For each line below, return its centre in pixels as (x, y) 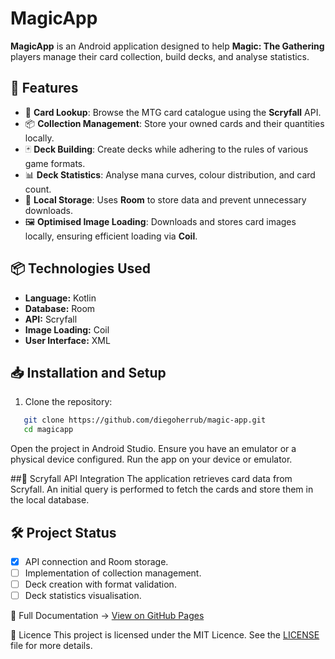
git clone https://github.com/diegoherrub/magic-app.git (145, 420)
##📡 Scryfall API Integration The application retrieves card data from (151, 479)
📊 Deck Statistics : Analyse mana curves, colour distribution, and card (170, 174)
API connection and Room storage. (96, 561)
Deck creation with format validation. (100, 584)
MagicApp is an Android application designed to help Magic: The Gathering (167, 46)
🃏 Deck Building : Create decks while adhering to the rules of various (166, 149)
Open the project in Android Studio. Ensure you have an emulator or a (153, 449)
